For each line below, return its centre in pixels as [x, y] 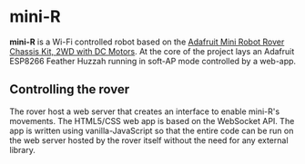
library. [23, 150]
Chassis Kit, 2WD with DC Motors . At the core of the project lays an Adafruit [152, 51]
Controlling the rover [70, 89]
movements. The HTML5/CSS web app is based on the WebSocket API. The [152, 121]
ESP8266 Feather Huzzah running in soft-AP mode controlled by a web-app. [153, 61]
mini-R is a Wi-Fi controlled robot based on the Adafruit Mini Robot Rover [147, 42]
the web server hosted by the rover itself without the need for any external [149, 140]
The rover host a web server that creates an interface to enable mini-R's [145, 111]
